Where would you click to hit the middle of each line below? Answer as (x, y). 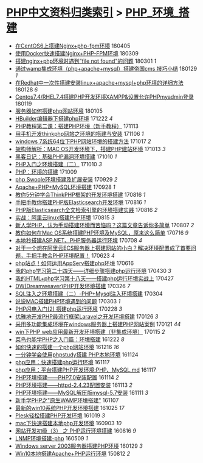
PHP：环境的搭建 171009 (46, 172)
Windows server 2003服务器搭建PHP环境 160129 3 (79, 446)
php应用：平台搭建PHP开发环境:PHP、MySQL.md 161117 (86, 370)
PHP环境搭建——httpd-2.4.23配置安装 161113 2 (74, 385)
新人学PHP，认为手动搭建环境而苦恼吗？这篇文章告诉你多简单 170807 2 (105, 225)
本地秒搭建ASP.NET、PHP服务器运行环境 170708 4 (79, 240)
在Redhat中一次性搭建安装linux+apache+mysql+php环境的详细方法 (99, 82)
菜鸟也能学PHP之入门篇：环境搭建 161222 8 (70, 339)
